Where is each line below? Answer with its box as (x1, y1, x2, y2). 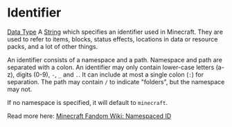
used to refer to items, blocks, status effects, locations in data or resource (7, 35, 218, 43)
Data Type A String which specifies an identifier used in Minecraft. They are (7, 28, 224, 36)
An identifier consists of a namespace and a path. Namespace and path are (7, 55, 223, 63)
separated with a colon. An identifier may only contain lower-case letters (7, 63, 215, 71)
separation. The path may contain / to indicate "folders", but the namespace (7, 77, 225, 86)
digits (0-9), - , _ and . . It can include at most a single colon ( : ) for (16, 70, 204, 79)
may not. (7, 85, 33, 93)
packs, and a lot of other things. (7, 42, 98, 50)
